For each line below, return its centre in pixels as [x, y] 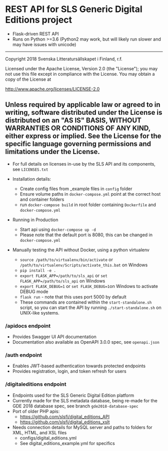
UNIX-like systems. [40, 313]
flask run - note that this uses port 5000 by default [73, 296]
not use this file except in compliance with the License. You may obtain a [80, 74]
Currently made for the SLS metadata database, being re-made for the [85, 400]
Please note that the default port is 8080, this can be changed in [86, 235]
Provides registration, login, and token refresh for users [69, 371]
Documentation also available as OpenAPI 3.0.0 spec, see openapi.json [86, 342]
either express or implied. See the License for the [83, 136]
